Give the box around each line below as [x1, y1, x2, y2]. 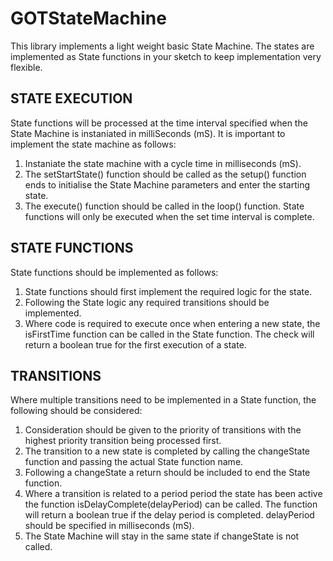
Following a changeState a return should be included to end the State [24, 467, 311, 479]
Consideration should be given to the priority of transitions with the [24, 424, 302, 436]
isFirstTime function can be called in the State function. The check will [24, 328, 315, 340]
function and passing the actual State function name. [24, 456, 244, 468]
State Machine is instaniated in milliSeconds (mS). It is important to [10, 127, 286, 139]
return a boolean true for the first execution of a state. [24, 338, 247, 351]
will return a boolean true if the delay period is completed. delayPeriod [24, 509, 315, 521]
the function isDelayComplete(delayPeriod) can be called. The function [24, 498, 318, 511]
